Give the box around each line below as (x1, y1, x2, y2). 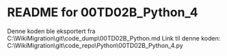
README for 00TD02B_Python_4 (7, 5, 198, 20)
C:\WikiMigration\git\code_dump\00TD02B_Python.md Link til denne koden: (7, 34, 221, 42)
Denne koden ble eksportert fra (7, 27, 96, 35)
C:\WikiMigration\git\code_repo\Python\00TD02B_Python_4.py (7, 41, 183, 49)
